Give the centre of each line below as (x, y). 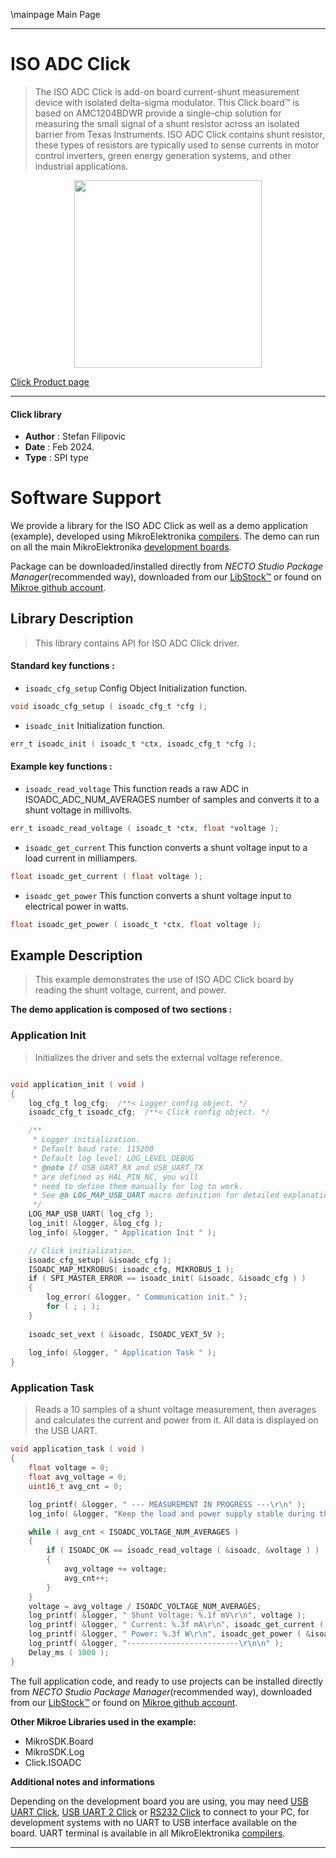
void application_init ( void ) (77, 1084)
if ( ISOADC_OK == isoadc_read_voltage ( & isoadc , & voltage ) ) (183, 1550)
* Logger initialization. (86, 1140)
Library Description (72, 619)
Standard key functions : (62, 666)
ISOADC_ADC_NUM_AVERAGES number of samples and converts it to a (172, 800)
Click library (36, 414)
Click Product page (50, 381)
